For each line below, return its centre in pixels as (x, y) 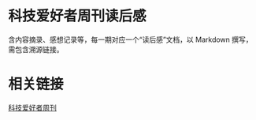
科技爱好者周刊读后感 (78, 16)
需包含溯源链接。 (36, 49)
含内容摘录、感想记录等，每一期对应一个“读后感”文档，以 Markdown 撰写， (131, 39)
